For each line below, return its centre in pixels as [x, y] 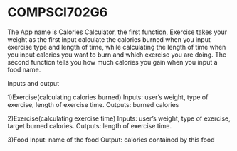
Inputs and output [33, 83]
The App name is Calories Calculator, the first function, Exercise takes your [117, 32]
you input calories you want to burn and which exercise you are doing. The [117, 55]
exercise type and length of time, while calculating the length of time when [117, 47]
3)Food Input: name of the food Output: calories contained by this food [111, 140]
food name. [24, 69]
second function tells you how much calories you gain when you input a [113, 62]
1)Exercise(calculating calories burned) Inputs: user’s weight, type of [108, 97]
